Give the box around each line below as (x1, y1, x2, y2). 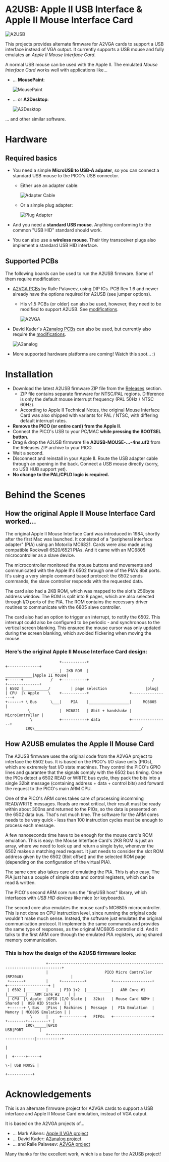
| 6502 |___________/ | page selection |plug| (5, 686, 159, 691)
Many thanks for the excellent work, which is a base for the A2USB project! (5, 1151, 161, 1157)
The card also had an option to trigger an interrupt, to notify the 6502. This (5, 614, 160, 620)
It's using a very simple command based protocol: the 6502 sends (5, 572, 143, 578)
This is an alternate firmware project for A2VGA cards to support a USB (5, 1105, 153, 1111)
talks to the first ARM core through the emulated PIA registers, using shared (5, 931, 162, 938)
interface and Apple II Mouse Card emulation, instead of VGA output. (5, 1111, 148, 1117)
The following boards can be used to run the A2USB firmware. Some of (5, 270, 153, 277)
